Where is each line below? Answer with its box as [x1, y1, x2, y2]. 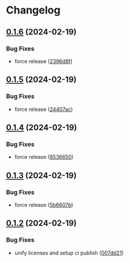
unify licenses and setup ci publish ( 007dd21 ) [14, 249, 124, 256]
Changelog [6, 4, 61, 17]
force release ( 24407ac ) [14, 106, 73, 113]
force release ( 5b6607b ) [14, 201, 74, 208]
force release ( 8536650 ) [14, 154, 74, 161]
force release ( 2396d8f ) [14, 57, 73, 64]
